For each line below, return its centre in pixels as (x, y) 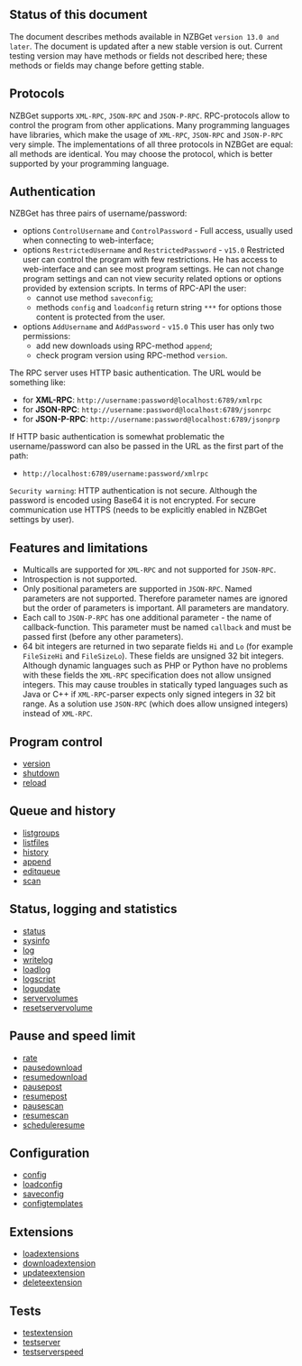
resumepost (45, 1096)
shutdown (41, 773)
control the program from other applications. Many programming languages (150, 125)
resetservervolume (57, 1007)
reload (34, 783)
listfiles (36, 842)
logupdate (41, 988)
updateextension (54, 1273)
